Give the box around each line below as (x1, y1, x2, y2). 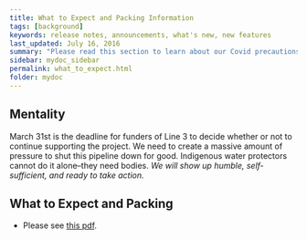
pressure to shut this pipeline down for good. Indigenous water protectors (9, 150, 288, 161)
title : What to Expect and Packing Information (9, 13, 195, 23)
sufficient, (9, 170, 48, 181)
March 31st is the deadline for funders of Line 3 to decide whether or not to (9, 130, 292, 141)
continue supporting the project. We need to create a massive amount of (9, 141, 283, 151)
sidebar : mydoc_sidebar (9, 56, 101, 65)
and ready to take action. (48, 170, 144, 181)
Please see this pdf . (22, 220, 98, 231)
